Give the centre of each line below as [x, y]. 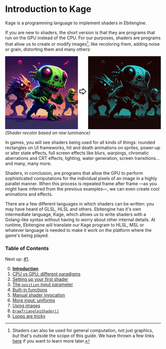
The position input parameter [42, 284]
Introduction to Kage [48, 9]
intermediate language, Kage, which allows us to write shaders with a [76, 214]
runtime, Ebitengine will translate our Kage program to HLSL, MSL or [75, 225]
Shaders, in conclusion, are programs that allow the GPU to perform [74, 173]
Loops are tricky [29, 316]
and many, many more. [28, 163]
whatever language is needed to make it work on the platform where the [78, 230]
